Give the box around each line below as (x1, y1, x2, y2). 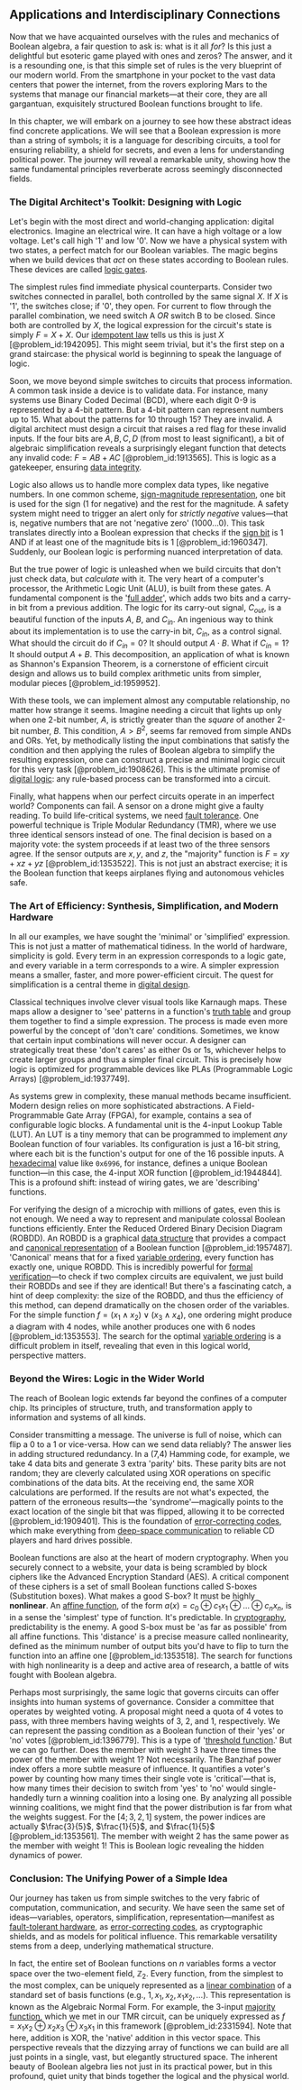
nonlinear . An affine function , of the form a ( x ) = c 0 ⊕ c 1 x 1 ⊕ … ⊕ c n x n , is (9, 1600, 292, 1613)
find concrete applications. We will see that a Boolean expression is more (9, 125, 281, 136)
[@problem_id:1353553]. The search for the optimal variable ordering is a (9, 1331, 282, 1342)
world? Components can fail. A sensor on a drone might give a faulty (9, 800, 264, 811)
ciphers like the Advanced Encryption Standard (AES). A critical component (9, 1572, 289, 1582)
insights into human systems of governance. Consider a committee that (9, 1697, 275, 1708)
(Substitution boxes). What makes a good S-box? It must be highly (9, 1590, 255, 1601)
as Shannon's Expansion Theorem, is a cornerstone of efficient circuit (9, 658, 269, 670)
